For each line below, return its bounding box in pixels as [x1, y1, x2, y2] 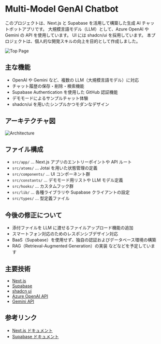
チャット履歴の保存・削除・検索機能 [12, 83, 85, 89]
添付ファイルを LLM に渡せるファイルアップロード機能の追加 [12, 225, 134, 231]
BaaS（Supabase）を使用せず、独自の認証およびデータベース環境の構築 [12, 237, 156, 243]
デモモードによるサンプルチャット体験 [12, 95, 88, 101]
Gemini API [12, 298, 35, 304]
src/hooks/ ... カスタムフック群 [12, 183, 74, 189]
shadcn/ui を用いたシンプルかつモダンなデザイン [12, 101, 110, 107]
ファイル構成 [5, 145, 44, 153]
